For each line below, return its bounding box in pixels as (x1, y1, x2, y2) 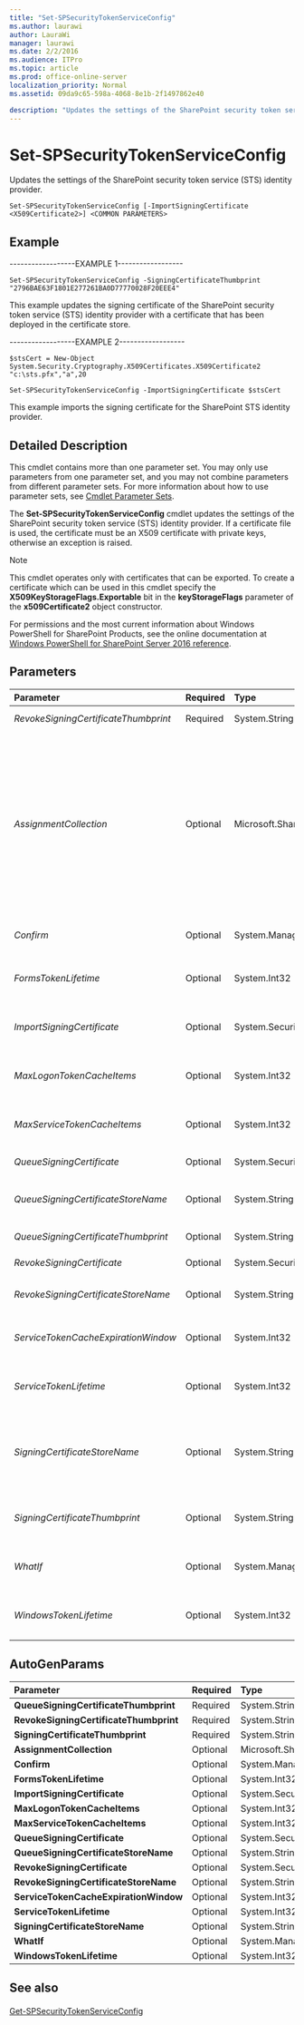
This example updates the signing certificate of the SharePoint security (9, 300, 275, 311)
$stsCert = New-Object (9, 355, 95, 364)
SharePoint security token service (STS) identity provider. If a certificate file (9, 518, 291, 529)
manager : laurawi (9, 38, 75, 48)
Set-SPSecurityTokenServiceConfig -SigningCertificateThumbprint (9, 276, 261, 286)
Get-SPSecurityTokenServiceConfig (9, 2005, 143, 2016)
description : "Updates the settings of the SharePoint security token (9, 105, 281, 114)
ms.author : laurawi (9, 22, 83, 31)
